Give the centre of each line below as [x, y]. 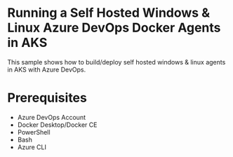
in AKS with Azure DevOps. [47, 69]
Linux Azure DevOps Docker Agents [114, 28]
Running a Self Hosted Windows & [109, 13]
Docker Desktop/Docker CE [57, 125]
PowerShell [34, 132]
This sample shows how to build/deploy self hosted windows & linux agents [116, 62]
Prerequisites [47, 98]
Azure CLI [32, 147]
